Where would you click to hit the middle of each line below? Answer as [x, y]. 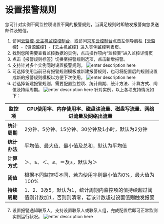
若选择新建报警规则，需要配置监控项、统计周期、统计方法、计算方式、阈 [85, 83]
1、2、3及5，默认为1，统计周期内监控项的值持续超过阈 [88, 190]
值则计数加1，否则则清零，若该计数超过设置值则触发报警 [89, 197]
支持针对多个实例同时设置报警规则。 [49, 65]
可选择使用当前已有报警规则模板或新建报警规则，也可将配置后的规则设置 [85, 71]
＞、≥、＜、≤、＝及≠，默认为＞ [61, 162]
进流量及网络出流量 [90, 116]
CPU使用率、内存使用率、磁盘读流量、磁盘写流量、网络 [91, 109]
